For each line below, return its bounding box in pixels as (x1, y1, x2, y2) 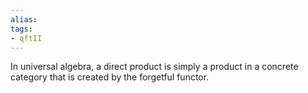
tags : (10, 24, 33, 34)
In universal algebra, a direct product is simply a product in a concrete (10, 61, 299, 73)
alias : (10, 14, 38, 25)
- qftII (10, 33, 43, 43)
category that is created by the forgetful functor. (10, 71, 210, 83)
